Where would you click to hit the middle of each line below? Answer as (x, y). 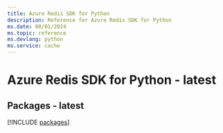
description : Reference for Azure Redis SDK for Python (89, 20)
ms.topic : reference (37, 33)
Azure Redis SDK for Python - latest (112, 80)
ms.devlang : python (35, 39)
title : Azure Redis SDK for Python (59, 14)
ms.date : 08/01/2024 (37, 26)
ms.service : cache (34, 46)
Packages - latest (46, 106)
